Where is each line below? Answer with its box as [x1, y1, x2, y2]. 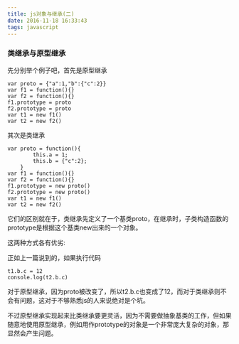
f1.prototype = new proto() [7, 182, 91, 189]
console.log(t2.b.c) [7, 274, 69, 281]
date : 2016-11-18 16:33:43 [7, 17, 87, 24]
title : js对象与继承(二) [7, 10, 75, 18]
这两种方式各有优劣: [7, 238, 66, 247]
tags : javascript [7, 23, 59, 31]
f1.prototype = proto [7, 99, 72, 106]
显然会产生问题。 [7, 328, 58, 338]
